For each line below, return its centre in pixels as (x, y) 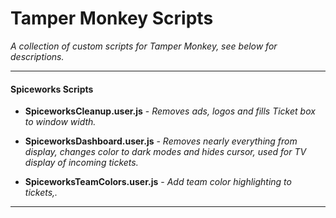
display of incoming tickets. (81, 163)
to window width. (60, 122)
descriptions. (37, 56)
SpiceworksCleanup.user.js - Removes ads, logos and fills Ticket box (170, 111)
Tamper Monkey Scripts (112, 18)
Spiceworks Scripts (52, 89)
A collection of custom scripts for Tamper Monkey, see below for (144, 46)
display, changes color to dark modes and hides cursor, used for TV (165, 152)
